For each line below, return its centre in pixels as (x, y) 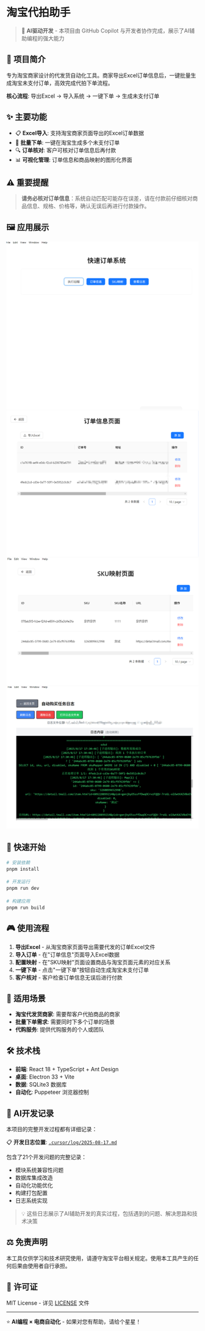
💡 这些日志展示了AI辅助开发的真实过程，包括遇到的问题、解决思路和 (106, 1213)
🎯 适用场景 (26, 998)
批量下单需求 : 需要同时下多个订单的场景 (65, 1022)
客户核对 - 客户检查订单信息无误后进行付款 (69, 977)
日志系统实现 (31, 1200)
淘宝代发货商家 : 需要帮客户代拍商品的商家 (67, 1014)
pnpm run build (26, 908)
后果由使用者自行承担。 (41, 1266)
